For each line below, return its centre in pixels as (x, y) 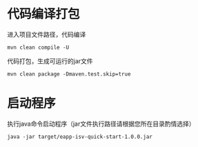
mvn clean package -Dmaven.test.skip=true (69, 74)
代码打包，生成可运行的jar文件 (50, 61)
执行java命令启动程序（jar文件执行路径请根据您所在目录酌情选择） (101, 124)
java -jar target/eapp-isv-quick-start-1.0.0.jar (80, 137)
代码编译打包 (44, 14)
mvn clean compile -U (38, 47)
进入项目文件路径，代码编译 (47, 34)
